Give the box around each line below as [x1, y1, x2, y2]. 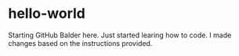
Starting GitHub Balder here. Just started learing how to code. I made [8, 30, 232, 40]
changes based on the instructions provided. [8, 38, 153, 47]
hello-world [8, 5, 86, 23]
